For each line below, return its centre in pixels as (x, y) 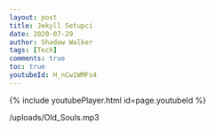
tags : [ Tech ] (33, 50)
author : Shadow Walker (51, 42)
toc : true (28, 67)
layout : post (33, 17)
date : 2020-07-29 (41, 34)
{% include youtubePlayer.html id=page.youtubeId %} (108, 100)
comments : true (37, 58)
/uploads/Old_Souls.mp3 (54, 117)
